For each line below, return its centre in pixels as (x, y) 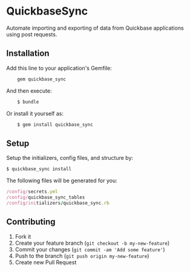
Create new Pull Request (46, 262)
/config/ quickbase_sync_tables (46, 197)
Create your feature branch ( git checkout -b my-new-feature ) (92, 243)
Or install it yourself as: (35, 113)
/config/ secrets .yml (32, 192)
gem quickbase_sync (42, 79)
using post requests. (32, 34)
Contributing (31, 222)
